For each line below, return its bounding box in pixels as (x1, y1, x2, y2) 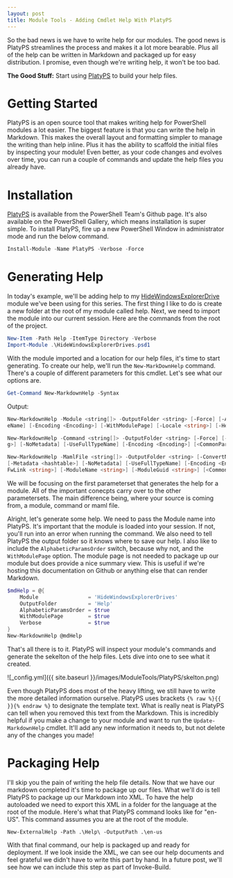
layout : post (7, 10, 45, 17)
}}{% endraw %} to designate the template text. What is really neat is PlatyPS (7, 701, 225, 709)
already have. (7, 163, 46, 171)
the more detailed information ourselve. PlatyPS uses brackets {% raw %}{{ (7, 694, 221, 702)
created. (7, 659, 31, 668)
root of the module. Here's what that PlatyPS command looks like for (7, 807, 203, 816)
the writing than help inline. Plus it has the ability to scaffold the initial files (7, 140, 218, 149)
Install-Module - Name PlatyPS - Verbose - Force (7, 246, 144, 253)
